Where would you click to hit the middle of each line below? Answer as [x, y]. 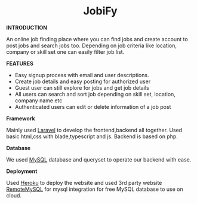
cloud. [14, 195]
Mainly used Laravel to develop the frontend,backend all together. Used [94, 130]
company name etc [39, 101]
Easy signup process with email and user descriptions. [82, 75]
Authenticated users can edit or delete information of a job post [93, 106]
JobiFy [100, 11]
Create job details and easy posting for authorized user [83, 81]
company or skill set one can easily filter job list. [65, 51]
